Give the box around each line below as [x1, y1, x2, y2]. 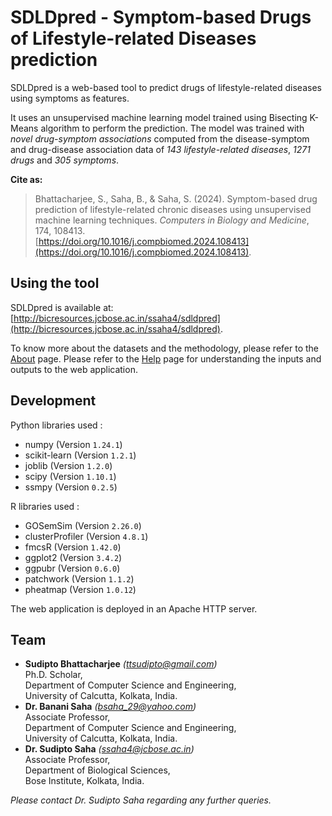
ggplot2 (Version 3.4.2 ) [24, 551, 123, 563]
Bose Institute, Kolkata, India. [24, 775, 145, 787]
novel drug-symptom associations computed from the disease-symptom [10, 132, 310, 145]
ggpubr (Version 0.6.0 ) [24, 562, 121, 574]
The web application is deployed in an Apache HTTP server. [10, 602, 258, 615]
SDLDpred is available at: [10, 301, 114, 313]
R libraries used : [10, 500, 80, 512]
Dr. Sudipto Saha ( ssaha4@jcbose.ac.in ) [24, 743, 195, 755]
